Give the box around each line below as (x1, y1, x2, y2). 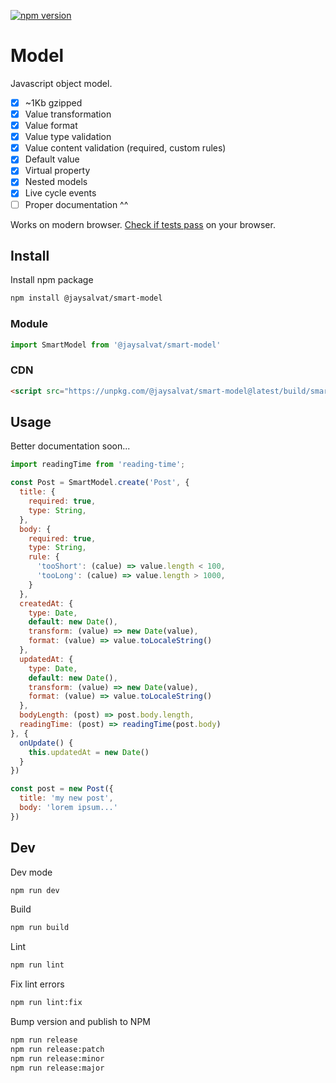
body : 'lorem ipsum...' (19, 803, 118, 813)
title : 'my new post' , (19, 793, 114, 804)
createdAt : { (19, 598, 74, 609)
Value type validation (24, 131, 112, 143)
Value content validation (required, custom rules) (24, 142, 227, 154)
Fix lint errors (10, 978, 65, 990)
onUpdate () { (19, 738, 74, 748)
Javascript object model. (10, 77, 113, 89)
